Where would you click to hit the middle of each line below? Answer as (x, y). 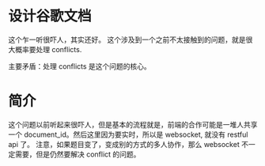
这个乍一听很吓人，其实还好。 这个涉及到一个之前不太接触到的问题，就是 (127, 40)
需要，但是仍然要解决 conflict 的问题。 (78, 154)
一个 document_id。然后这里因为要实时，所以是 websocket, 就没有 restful (128, 134)
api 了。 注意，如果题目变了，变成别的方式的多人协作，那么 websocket (124, 144)
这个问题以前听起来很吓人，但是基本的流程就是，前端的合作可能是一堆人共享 (133, 124)
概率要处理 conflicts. (48, 49)
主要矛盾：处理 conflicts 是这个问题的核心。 (80, 66)
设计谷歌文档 (50, 16)
